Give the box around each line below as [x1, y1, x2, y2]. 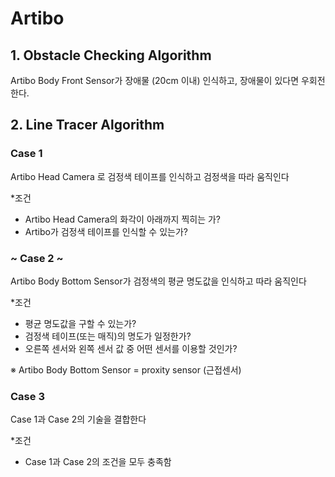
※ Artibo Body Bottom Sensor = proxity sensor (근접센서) [10, 363, 242, 376]
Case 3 [10, 389, 45, 403]
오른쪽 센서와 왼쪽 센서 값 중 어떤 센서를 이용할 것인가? [24, 342, 238, 354]
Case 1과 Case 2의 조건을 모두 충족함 [24, 456, 172, 468]
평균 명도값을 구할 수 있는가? [24, 317, 137, 329]
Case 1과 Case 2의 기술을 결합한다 [10, 413, 147, 426]
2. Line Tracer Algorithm [10, 117, 165, 134]
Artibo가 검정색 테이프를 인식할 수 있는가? [24, 225, 188, 237]
